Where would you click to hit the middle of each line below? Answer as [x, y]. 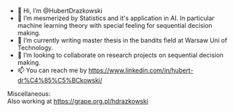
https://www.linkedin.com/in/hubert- [141, 70]
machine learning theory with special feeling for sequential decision [115, 25]
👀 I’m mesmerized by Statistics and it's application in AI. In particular [116, 18]
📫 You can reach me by [52, 70]
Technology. [35, 48]
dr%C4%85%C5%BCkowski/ [60, 80]
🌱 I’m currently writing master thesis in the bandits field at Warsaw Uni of [122, 40]
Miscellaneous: [29, 94]
